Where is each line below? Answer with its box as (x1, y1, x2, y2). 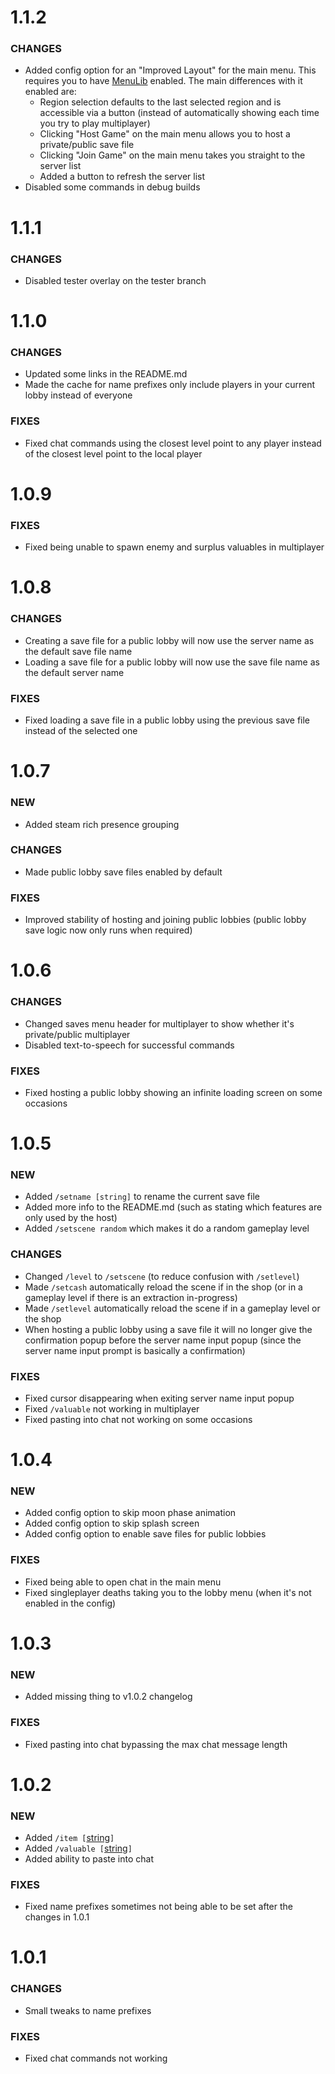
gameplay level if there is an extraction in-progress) (24, 1291, 238, 1303)
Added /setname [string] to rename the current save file (24, 1191, 260, 1203)
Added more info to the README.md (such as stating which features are (24, 1201, 323, 1213)
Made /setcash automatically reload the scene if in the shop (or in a (24, 1281, 303, 1293)
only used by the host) (24, 1212, 118, 1224)
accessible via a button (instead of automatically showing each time (39, 107, 320, 119)
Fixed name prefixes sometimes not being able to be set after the (24, 1901, 293, 1913)
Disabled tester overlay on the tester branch (24, 274, 207, 286)
